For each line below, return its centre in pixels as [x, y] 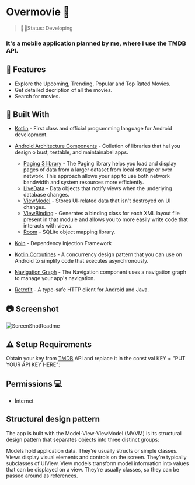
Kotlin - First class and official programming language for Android [93, 129]
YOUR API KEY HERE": [33, 364]
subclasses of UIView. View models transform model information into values [97, 463]
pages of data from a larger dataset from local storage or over [98, 170]
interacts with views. [48, 226]
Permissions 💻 [34, 383]
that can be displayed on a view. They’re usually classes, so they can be [93, 469]
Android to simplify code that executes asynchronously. [81, 261]
